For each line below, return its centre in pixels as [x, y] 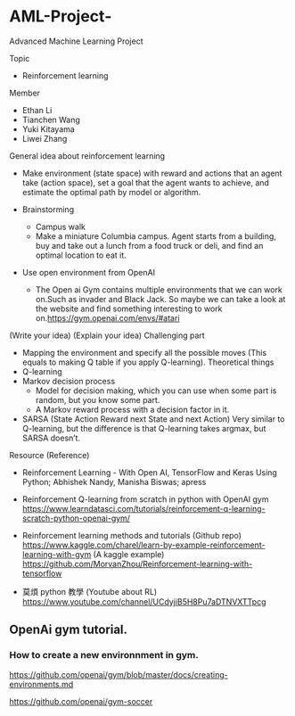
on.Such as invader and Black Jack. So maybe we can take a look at [160, 299]
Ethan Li [37, 110]
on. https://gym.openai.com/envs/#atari [107, 317]
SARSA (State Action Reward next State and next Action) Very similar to [153, 419]
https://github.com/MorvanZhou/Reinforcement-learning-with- [137, 564]
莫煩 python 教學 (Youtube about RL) [90, 591]
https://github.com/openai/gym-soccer [81, 701]
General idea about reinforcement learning [87, 156]
